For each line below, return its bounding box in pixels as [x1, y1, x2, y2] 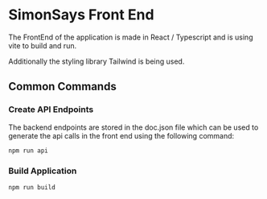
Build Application [8, 165, 77, 176]
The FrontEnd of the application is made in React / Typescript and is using [8, 32, 253, 42]
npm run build [8, 183, 56, 191]
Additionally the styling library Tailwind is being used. [8, 56, 185, 66]
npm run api [8, 147, 48, 155]
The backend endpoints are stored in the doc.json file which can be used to [8, 122, 259, 132]
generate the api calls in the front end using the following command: [8, 131, 235, 140]
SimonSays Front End [8, 6, 154, 24]
